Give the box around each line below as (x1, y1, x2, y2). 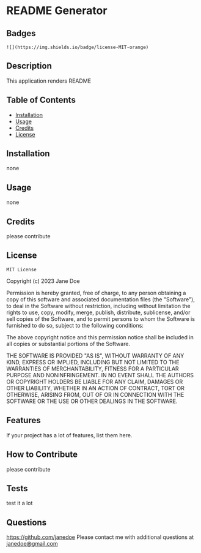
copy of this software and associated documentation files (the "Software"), (6, 295, 196, 303)
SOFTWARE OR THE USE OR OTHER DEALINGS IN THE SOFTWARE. (6, 397, 178, 405)
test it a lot (6, 500, 33, 507)
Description (6, 61, 52, 71)
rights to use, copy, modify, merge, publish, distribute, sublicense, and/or (6, 309, 191, 316)
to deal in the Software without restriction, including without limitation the (6, 302, 191, 309)
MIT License (6, 266, 37, 273)
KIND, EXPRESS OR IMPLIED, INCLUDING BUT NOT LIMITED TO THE (6, 358, 180, 366)
